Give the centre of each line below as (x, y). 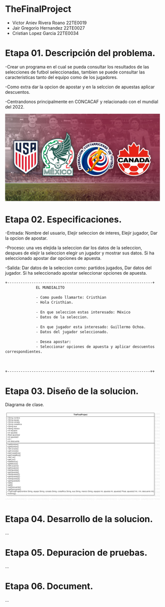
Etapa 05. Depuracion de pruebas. (76, 553)
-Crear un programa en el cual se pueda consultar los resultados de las (77, 67)
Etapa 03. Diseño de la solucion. (72, 391)
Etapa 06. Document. (49, 587)
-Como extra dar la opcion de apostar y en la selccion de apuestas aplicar (80, 87)
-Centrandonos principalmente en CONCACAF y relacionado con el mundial (82, 102)
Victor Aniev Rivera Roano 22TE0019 (49, 23)
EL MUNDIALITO (50, 288)
